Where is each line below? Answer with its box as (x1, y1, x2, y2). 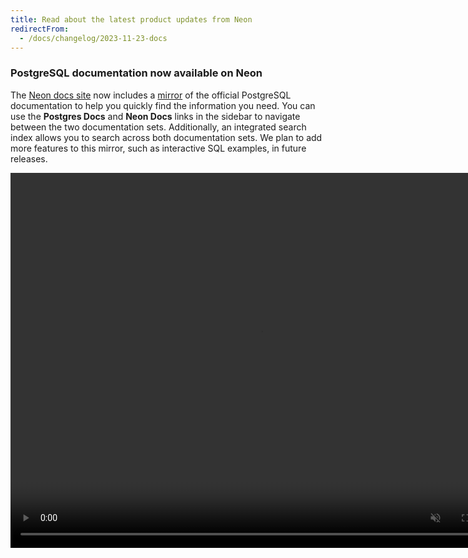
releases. (10, 152, 48, 165)
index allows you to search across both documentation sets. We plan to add (10, 131, 323, 143)
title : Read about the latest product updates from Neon (10, 14, 253, 25)
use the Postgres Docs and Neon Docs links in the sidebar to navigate (10, 110, 301, 122)
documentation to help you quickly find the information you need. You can (10, 99, 316, 111)
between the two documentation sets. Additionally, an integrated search (10, 121, 307, 133)
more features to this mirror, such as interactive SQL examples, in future (10, 142, 307, 154)
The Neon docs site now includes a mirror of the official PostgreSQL (10, 89, 292, 101)
